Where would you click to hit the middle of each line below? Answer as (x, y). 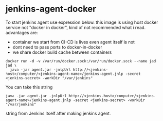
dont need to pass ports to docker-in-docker (57, 47)
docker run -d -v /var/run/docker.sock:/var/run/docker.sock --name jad (81, 61)
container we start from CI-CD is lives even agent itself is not (74, 42)
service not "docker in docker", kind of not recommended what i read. (75, 27)
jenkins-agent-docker (51, 9)
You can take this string (29, 87)
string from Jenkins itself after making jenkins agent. (58, 113)
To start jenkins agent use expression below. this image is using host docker (82, 22)
